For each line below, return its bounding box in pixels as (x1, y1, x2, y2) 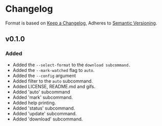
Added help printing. (12, 99, 56, 106)
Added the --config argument (12, 72, 76, 79)
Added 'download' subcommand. (12, 116, 83, 122)
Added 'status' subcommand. (12, 105, 75, 111)
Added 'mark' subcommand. (12, 94, 73, 100)
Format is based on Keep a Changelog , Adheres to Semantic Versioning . (5, 20, 157, 26)
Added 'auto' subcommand (12, 89, 71, 95)
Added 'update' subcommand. (12, 110, 77, 116)
